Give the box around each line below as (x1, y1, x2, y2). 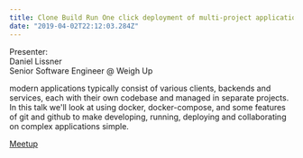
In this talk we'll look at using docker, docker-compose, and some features (9, 101, 287, 112)
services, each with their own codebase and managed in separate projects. (9, 92, 289, 103)
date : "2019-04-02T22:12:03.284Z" (9, 22, 140, 31)
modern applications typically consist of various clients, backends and (9, 83, 271, 93)
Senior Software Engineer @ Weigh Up (9, 65, 153, 76)
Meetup (9, 138, 39, 149)
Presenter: (9, 46, 48, 57)
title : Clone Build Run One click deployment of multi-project (9, 13, 252, 22)
